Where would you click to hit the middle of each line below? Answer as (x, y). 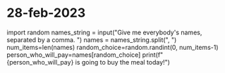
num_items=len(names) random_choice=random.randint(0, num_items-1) (113, 47)
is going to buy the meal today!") (123, 62)
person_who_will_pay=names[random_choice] (74, 55)
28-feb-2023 (46, 13)
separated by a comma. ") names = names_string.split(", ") (92, 39)
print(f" (153, 55)
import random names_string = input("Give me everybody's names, (104, 32)
